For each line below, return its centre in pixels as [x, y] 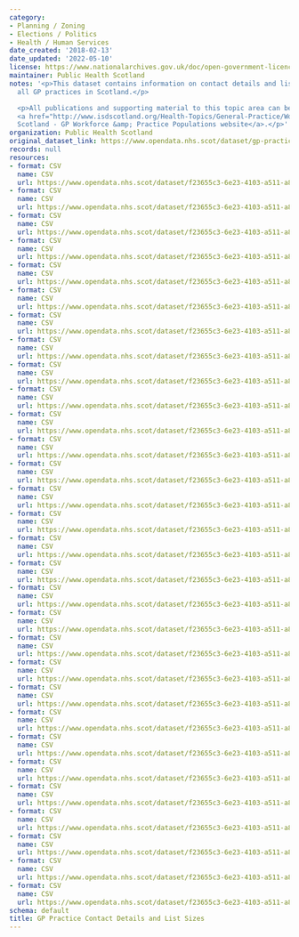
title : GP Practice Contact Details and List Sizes [107, 919]
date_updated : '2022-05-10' [61, 59]
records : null [36, 149]
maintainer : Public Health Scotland [77, 76]
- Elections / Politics [53, 34]
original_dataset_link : [53, 141]
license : [25, 68]
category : [28, 17]
